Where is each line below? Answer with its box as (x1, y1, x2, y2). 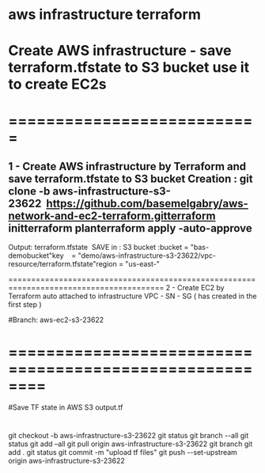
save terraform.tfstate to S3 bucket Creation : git (8, 172, 253, 185)
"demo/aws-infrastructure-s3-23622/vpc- (78, 251, 216, 260)
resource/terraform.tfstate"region (8, 259, 117, 269)
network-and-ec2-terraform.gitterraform (8, 209, 216, 222)
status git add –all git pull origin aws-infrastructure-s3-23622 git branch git (8, 439, 253, 448)
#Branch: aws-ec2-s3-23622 (8, 315, 104, 325)
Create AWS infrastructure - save (8, 42, 232, 60)
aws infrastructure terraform (8, 6, 202, 24)
